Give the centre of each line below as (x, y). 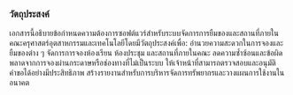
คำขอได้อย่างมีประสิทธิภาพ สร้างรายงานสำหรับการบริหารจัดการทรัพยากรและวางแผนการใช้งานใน (147, 73)
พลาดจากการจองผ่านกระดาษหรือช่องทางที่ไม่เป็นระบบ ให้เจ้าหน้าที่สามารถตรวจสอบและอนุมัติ (143, 63)
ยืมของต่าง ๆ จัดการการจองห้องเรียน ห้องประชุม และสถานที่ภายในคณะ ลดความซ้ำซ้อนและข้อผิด (146, 53)
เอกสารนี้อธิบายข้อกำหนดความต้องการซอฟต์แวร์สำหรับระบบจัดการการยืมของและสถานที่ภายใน (144, 33)
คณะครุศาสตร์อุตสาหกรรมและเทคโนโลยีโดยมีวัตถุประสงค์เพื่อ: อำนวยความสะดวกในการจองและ (146, 43)
